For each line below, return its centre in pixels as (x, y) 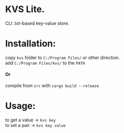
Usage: (21, 106)
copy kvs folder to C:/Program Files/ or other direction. (63, 57)
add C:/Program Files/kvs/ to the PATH (45, 63)
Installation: (31, 44)
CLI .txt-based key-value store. (37, 23)
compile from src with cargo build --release (52, 86)
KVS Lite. (25, 9)
